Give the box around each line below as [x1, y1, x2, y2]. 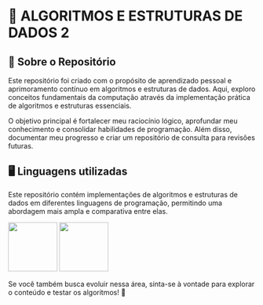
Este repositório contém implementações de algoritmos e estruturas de [8, 189, 238, 199]
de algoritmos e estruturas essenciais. [8, 101, 132, 110]
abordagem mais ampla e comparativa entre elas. [8, 206, 168, 215]
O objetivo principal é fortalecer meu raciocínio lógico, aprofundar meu [8, 116, 238, 125]
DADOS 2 [8, 24, 70, 42]
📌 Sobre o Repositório [8, 55, 116, 68]
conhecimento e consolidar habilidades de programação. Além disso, [8, 125, 232, 134]
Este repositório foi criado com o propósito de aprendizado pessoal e [8, 76, 232, 85]
